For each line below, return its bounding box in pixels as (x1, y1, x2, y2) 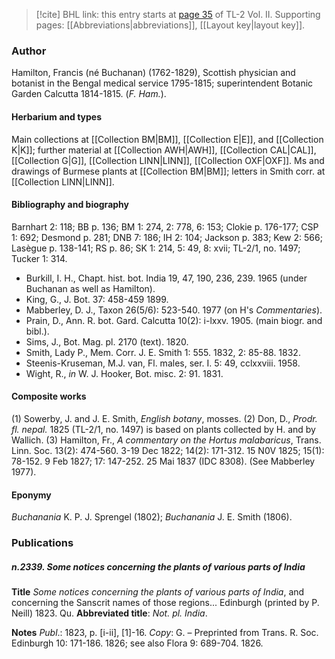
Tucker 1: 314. (11, 252, 68, 264)
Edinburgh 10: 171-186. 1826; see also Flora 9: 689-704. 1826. (11, 637, 264, 649)
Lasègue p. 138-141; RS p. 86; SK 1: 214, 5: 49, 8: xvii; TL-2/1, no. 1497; (11, 242, 301, 254)
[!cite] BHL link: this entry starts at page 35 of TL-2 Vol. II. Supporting (35, 9, 321, 20)
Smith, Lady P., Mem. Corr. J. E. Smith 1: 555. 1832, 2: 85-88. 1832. (25, 346, 301, 358)
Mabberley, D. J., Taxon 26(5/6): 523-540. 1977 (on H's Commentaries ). (25, 304, 323, 316)
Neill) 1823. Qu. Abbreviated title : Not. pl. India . (11, 607, 208, 619)
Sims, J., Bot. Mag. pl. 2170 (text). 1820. (25, 335, 189, 348)
